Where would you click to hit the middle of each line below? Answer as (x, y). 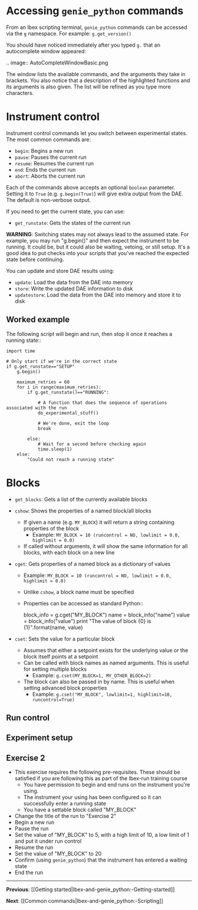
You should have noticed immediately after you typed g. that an (83, 45)
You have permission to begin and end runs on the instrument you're (107, 785)
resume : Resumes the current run (54, 163)
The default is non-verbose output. (49, 200)
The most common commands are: (49, 139)
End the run (29, 873)
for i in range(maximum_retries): (59, 387)
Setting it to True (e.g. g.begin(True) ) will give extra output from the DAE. (95, 194)
